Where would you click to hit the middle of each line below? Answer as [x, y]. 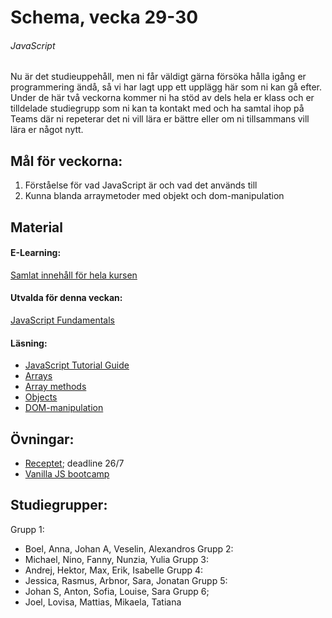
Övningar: [42, 439]
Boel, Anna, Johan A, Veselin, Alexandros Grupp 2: [129, 548]
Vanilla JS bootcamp [67, 474]
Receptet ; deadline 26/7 [74, 463]
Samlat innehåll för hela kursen [74, 275]
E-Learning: [36, 253]
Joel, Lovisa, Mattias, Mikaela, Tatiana [103, 602]
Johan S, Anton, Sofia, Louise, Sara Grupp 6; [117, 591]
